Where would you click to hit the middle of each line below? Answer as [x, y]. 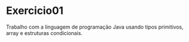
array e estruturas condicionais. [44, 33]
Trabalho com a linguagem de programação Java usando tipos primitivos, [95, 27]
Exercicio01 [35, 11]
